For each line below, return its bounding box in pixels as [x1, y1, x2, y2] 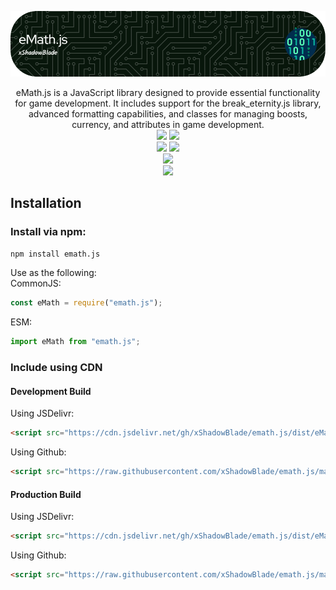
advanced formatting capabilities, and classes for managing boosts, [28, 107, 308, 120]
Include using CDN [10, 361, 103, 375]
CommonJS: [10, 277, 62, 290]
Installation [10, 195, 82, 212]
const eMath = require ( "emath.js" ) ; [10, 298, 163, 308]
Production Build [10, 488, 82, 500]
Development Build [10, 385, 92, 397]
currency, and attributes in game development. [71, 118, 265, 130]
